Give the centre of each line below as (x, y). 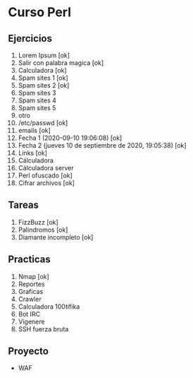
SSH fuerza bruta (43, 329)
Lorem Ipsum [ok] (44, 55)
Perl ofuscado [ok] (45, 175)
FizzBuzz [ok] (38, 222)
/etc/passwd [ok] (43, 123)
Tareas (24, 205)
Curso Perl (40, 12)
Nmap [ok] (34, 276)
